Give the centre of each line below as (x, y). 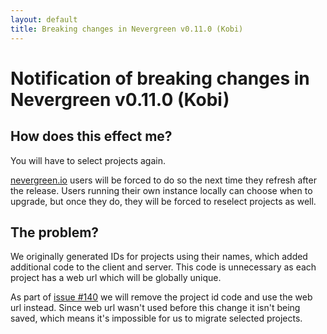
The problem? (55, 232)
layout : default (44, 19)
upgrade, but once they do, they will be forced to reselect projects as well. (163, 201)
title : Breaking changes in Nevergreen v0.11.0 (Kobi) (127, 29)
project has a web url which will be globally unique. (116, 278)
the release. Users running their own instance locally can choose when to (161, 190)
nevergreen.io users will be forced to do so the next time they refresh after (163, 180)
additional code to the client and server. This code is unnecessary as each (163, 267)
